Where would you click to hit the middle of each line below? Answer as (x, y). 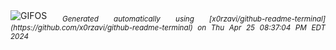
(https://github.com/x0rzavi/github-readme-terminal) (101, 27)
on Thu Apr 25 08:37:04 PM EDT (261, 27)
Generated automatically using (128, 19)
